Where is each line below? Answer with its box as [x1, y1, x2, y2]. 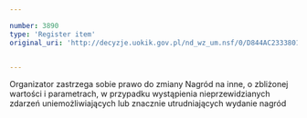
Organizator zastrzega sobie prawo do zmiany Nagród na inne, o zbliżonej [9, 79, 289, 90]
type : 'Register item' [9, 29, 96, 39]
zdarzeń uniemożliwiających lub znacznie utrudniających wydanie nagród [9, 98, 287, 109]
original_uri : [9, 38, 64, 47]
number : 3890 [9, 21, 59, 30]
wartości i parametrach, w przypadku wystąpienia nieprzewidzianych [9, 88, 270, 100]
